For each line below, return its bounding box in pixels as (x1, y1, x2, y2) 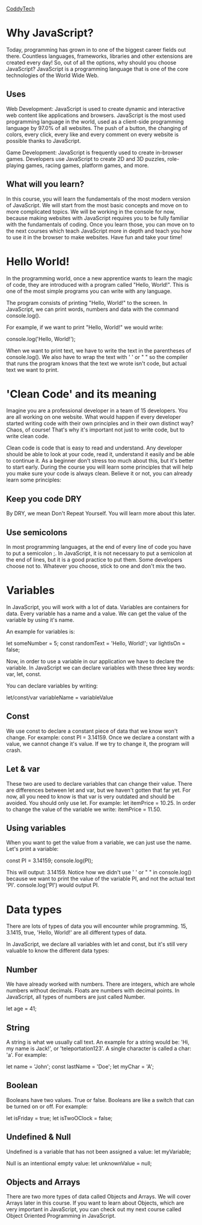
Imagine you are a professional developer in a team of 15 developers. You (6, 407, 188, 415)
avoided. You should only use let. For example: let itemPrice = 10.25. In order (6, 799, 196, 806)
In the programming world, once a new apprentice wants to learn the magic (6, 274, 193, 282)
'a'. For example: (6, 1051, 47, 1058)
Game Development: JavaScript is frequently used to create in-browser (6, 149, 183, 156)
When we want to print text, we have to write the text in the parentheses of (6, 346, 191, 354)
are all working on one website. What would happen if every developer (6, 413, 182, 421)
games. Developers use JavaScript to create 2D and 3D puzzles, (6, 155, 167, 162)
